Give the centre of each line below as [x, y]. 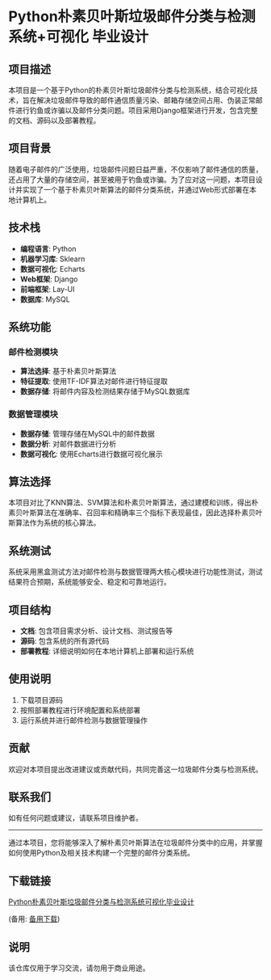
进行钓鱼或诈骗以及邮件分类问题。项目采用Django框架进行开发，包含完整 [136, 110]
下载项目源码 [41, 699]
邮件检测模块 [33, 352]
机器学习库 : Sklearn [52, 259]
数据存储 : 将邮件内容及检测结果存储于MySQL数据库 [105, 391]
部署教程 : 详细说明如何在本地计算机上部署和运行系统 [107, 651]
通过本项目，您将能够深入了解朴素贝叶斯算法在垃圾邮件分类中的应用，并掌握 [135, 843]
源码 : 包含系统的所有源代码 [65, 641]
